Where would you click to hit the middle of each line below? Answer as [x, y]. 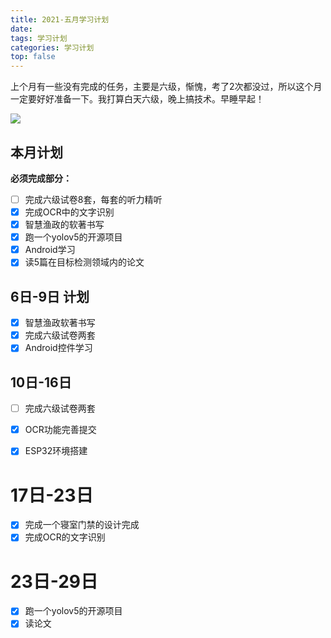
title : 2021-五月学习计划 [60, 19]
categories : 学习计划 [52, 47]
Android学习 [50, 250]
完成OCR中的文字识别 [69, 212]
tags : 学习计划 [39, 38]
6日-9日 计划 [50, 296]
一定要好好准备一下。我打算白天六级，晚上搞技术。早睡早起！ [137, 99]
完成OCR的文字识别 [65, 537]
